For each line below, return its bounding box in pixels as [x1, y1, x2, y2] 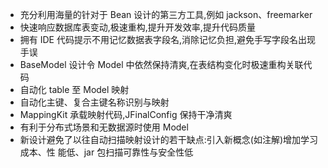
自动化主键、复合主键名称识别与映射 [19, 96, 170, 108]
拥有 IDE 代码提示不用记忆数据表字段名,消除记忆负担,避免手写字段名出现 [19, 34, 317, 45]
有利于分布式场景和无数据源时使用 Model [19, 121, 189, 133]
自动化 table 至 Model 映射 [19, 84, 130, 95]
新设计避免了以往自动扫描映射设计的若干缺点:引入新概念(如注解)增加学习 [19, 134, 319, 145]
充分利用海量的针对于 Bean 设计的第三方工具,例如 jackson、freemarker [19, 9, 313, 20]
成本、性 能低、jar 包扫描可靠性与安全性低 [19, 146, 194, 158]
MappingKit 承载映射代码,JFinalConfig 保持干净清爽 [19, 109, 233, 120]
